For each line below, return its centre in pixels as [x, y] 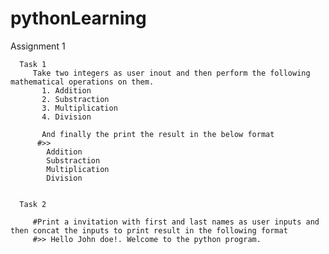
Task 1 [33, 64]
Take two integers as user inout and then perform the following [171, 73]
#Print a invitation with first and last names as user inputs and [176, 222]
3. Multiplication [79, 108]
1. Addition [66, 90]
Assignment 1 [38, 46]
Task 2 [33, 204]
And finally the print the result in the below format [158, 134]
